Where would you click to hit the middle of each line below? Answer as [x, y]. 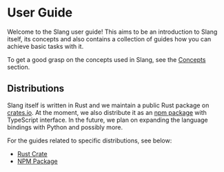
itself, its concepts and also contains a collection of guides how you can [109, 39]
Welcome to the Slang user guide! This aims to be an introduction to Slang [112, 32]
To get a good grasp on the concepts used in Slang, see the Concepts [106, 59]
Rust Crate [32, 153]
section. [19, 67]
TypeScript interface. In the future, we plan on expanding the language [108, 120]
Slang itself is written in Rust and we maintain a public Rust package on [108, 105]
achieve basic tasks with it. [45, 46]
